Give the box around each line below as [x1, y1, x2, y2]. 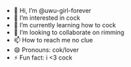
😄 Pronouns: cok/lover [13, 46, 79, 54]
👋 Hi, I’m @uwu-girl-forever [13, 7, 91, 14]
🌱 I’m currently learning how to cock [13, 21, 117, 29]
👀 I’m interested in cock [13, 14, 80, 22]
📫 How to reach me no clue [13, 36, 93, 44]
